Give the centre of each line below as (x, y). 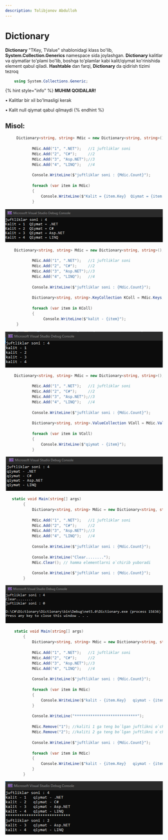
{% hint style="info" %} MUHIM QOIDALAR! (51, 91)
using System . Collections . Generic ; (51, 81)
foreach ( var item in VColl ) (62, 434)
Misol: (15, 126)
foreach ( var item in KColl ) (62, 309)
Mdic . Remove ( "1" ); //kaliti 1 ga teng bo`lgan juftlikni (92, 727)
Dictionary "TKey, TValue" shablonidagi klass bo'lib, (59, 50)
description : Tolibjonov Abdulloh (41, 11)
